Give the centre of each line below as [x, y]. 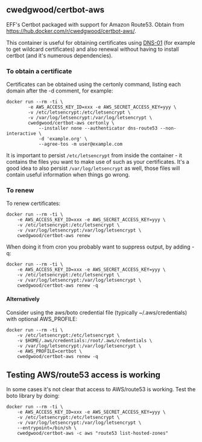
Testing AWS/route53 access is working [84, 375]
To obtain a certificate [39, 71]
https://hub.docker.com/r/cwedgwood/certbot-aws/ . [71, 31]
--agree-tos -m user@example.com [80, 145]
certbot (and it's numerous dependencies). [59, 55]
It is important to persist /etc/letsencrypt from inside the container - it [94, 155]
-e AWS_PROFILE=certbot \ [50, 351]
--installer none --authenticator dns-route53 [98, 128]
